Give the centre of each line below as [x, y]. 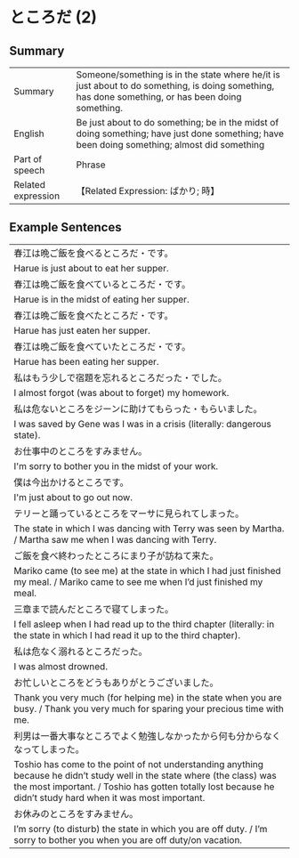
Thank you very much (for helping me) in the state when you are [148, 697]
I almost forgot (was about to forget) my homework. [121, 393]
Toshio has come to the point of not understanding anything [139, 764]
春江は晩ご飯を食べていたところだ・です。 [102, 346]
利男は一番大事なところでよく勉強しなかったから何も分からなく [148, 736]
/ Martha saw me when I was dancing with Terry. [115, 539]
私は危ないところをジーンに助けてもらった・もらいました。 [138, 409]
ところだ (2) [53, 17]
